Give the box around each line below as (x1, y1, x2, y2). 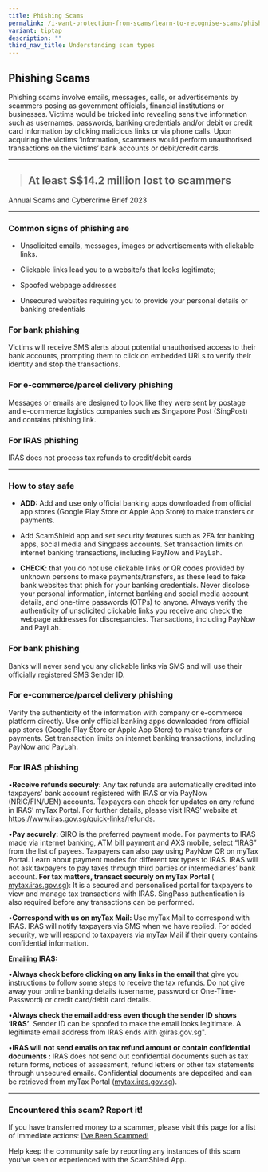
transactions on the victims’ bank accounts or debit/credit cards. (8, 143, 221, 153)
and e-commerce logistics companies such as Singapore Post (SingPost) (8, 406, 249, 416)
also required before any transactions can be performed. (8, 898, 195, 907)
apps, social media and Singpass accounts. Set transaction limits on (19, 539, 243, 549)
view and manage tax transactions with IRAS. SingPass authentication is (8, 889, 245, 898)
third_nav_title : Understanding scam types (8, 42, 156, 50)
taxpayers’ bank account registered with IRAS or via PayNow (8, 789, 208, 798)
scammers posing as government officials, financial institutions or (8, 101, 225, 110)
